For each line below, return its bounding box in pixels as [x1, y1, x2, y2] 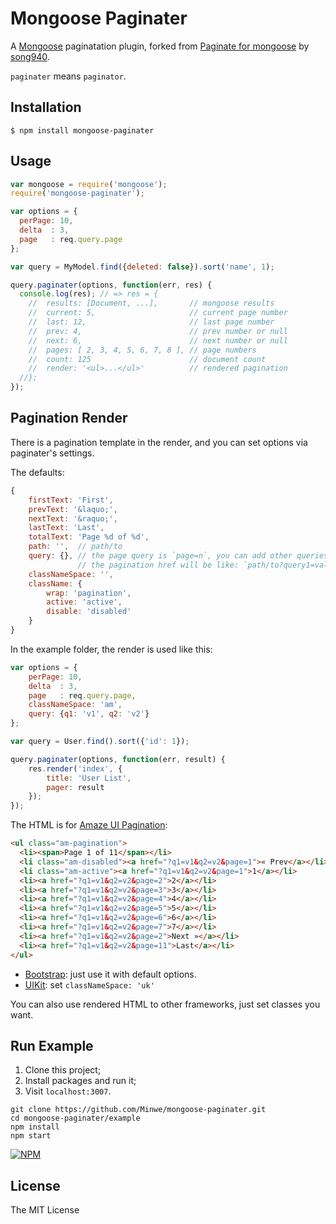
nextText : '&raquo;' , [28, 513, 118, 524]
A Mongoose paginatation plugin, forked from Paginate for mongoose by [10, 40, 310, 52]
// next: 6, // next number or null [28, 335, 288, 346]
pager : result [46, 782, 105, 792]
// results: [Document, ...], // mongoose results [28, 298, 275, 309]
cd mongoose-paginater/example [10, 1113, 141, 1124]
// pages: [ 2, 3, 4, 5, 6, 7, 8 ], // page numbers [28, 345, 257, 355]
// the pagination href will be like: [77, 560, 240, 570]
